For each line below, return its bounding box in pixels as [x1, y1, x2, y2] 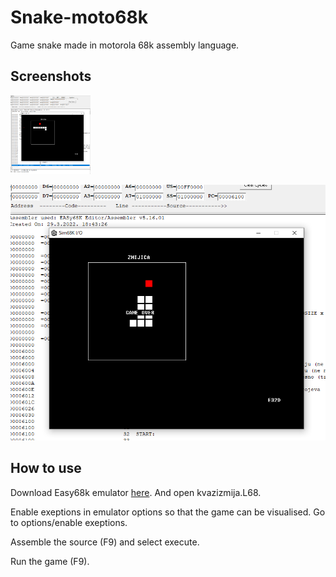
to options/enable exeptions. [10, 516, 128, 528]
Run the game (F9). [10, 555, 90, 567]
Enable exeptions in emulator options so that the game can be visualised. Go [10, 506, 326, 518]
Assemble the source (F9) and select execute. [10, 536, 200, 548]
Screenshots [10, 68, 92, 85]
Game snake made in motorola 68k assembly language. [10, 39, 240, 51]
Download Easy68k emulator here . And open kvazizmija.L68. [10, 486, 262, 498]
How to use [10, 460, 82, 477]
